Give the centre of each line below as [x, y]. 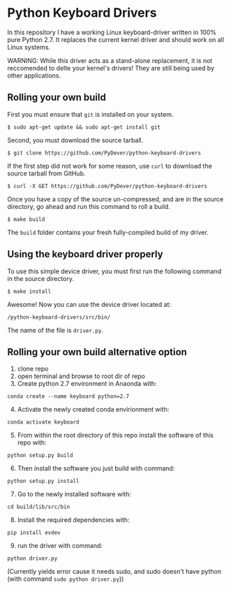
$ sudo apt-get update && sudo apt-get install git [84, 127]
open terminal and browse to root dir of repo [81, 376]
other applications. [34, 75]
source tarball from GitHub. [46, 173]
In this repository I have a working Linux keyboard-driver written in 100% [112, 32]
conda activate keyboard [43, 422]
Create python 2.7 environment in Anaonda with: [87, 384]
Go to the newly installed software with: [74, 494]
